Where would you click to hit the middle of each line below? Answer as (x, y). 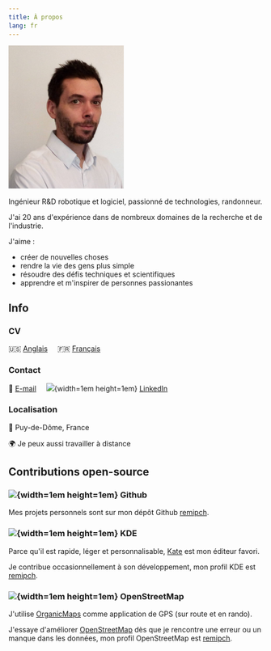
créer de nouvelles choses (64, 257)
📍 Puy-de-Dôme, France (49, 427)
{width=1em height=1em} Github (82, 495)
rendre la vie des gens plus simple (77, 265)
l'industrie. (26, 226)
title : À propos (36, 17)
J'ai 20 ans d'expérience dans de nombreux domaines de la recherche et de (135, 217)
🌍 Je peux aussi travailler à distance (70, 443)
